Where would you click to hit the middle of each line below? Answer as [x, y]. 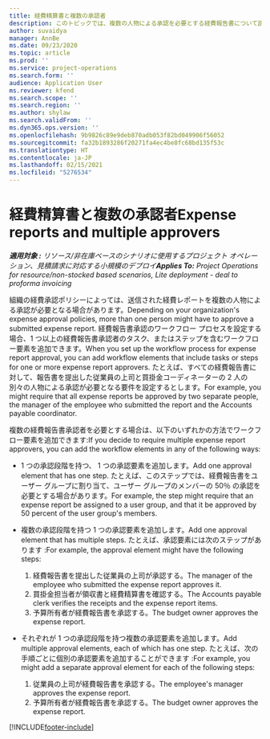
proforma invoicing [40, 283]
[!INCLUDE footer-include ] [52, 727]
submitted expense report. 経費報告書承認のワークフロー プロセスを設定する [135, 328]
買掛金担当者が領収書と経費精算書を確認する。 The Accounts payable [147, 594]
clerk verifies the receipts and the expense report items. [125, 602]
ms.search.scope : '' [44, 98]
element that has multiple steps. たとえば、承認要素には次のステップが [137, 540]
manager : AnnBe [34, 38]
